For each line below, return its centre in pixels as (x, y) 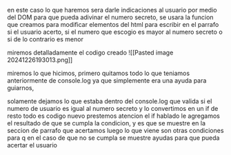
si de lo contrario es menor (46, 39)
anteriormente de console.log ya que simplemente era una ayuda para (107, 81)
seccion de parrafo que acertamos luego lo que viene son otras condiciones (115, 131)
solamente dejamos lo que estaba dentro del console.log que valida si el (110, 101)
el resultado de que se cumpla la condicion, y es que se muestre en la (106, 123)
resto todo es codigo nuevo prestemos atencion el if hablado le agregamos (114, 116)
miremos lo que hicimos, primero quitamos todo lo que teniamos (99, 73)
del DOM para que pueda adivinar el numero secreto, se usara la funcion (110, 17)
